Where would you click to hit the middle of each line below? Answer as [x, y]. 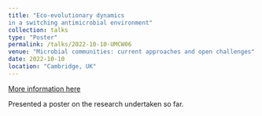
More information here [44, 89]
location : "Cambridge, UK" [52, 67]
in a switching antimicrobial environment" [81, 23]
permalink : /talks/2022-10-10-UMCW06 [70, 45]
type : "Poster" [33, 37]
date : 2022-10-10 [37, 60]
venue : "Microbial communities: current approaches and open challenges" [132, 52]
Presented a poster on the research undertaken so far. [96, 103]
